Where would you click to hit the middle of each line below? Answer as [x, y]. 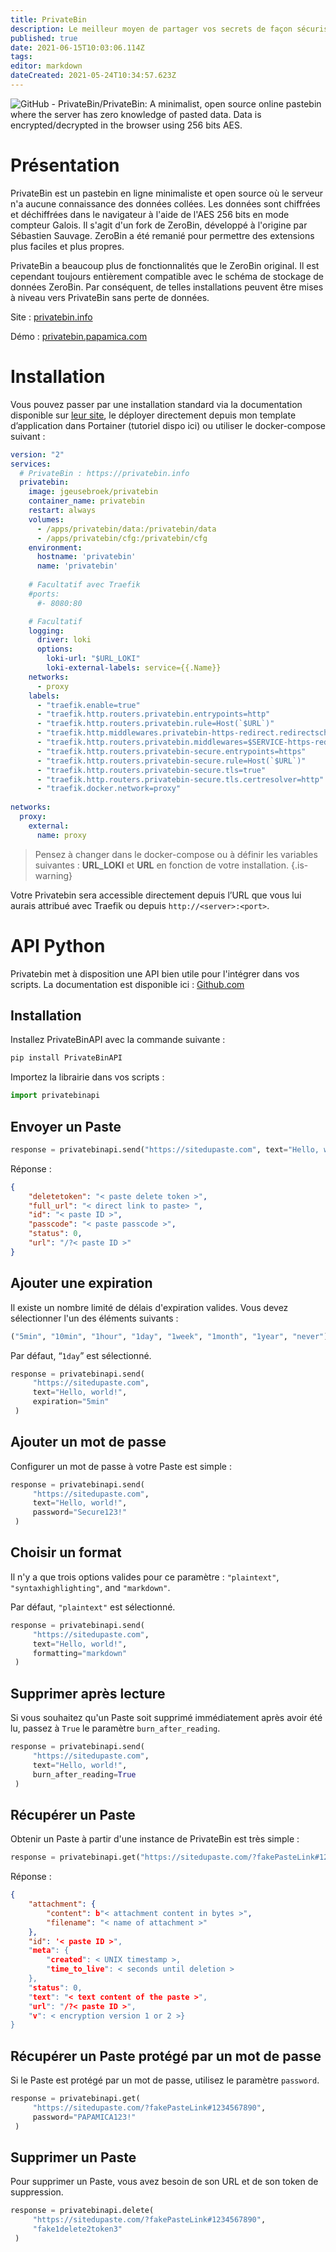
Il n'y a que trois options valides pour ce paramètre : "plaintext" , [145, 1577]
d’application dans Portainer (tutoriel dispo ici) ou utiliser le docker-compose [168, 425]
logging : [46, 631]
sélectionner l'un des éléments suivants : [94, 1318]
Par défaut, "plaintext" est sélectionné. [93, 1607]
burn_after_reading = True [84, 1774]
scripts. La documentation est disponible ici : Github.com [127, 984]
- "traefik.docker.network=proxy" [109, 789]
